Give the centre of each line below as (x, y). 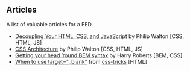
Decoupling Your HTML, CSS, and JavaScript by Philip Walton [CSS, (100, 36)
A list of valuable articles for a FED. (50, 24)
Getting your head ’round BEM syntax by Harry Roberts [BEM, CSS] (99, 55)
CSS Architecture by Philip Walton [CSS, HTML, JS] (79, 49)
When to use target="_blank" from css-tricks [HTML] (81, 61)
